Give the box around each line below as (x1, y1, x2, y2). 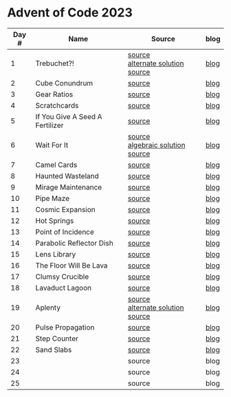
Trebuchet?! (35, 58, 74, 68)
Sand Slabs (35, 345, 72, 354)
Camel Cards (35, 160, 78, 169)
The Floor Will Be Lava (35, 260, 108, 270)
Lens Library (35, 249, 76, 259)
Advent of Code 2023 (7, 5, 133, 21)
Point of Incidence (35, 227, 95, 237)
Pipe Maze (35, 193, 70, 203)
